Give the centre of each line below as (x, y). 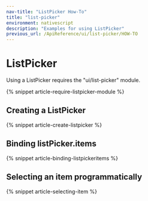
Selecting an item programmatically (74, 177)
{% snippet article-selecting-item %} (52, 191)
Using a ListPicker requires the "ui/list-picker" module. (73, 80)
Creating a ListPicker (46, 110)
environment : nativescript (40, 23)
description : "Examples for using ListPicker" (65, 28)
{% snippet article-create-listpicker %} (54, 125)
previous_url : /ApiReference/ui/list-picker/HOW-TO (72, 34)
